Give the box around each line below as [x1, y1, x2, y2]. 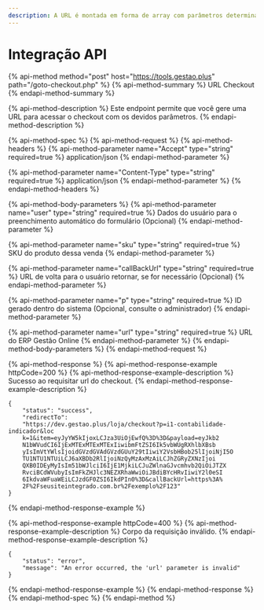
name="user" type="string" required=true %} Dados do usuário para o [8, 208, 237, 217]
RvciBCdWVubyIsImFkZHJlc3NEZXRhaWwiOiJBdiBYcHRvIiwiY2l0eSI [22, 468, 223, 476]
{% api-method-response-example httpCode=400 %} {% [8, 518, 195, 527]
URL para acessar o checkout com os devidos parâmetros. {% [8, 112, 210, 121]
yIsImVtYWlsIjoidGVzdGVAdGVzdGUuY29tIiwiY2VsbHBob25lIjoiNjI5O [22, 448, 234, 456]
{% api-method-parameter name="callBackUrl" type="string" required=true [8, 263, 255, 272]
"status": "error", [22, 556, 86, 565]
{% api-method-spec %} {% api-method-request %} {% [8, 135, 191, 145]
